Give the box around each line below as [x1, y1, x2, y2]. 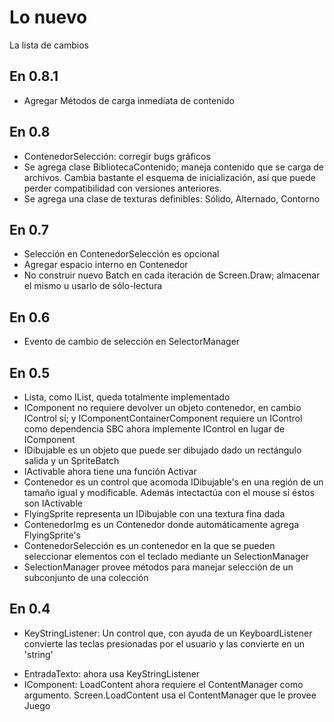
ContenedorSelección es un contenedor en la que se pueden [23, 540, 276, 551]
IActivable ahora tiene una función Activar [23, 466, 197, 477]
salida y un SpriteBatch [23, 455, 120, 466]
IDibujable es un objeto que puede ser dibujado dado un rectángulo [23, 444, 302, 456]
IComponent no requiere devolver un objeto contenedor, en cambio [23, 402, 302, 413]
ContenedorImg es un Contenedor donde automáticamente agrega [23, 519, 300, 530]
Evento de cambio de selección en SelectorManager [23, 336, 241, 348]
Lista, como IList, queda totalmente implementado [23, 391, 231, 403]
